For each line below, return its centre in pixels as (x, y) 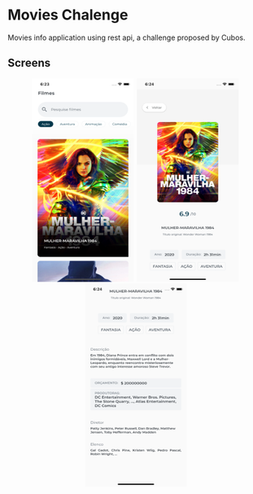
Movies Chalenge (68, 15)
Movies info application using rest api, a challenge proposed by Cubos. (126, 37)
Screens (29, 63)
